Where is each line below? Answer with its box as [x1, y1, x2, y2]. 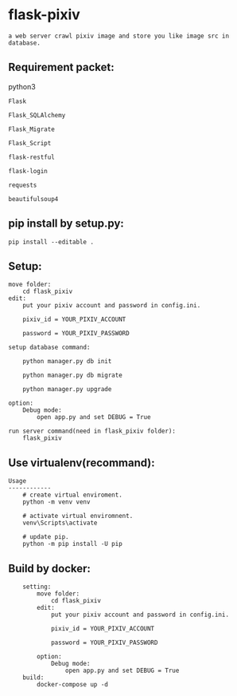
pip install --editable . [8, 238, 94, 246]
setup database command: [8, 343, 91, 352]
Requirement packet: [8, 61, 115, 74]
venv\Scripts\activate [22, 519, 98, 528]
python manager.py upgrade [22, 386, 112, 393]
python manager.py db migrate [22, 371, 123, 380]
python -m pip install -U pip [22, 540, 123, 548]
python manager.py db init [22, 358, 112, 366]
